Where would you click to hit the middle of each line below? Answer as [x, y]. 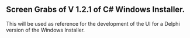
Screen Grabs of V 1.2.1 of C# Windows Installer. [96, 10]
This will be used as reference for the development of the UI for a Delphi [93, 23]
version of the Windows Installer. [46, 30]
